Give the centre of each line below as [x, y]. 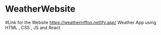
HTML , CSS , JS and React [33, 27]
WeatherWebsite [40, 9]
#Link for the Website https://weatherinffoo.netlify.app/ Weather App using [81, 22]
